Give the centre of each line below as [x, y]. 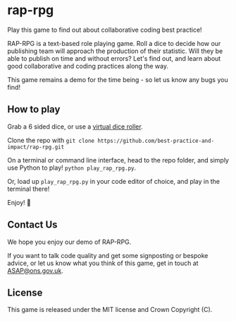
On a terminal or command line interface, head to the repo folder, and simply [118, 160]
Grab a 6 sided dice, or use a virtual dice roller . [75, 127]
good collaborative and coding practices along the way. [88, 66]
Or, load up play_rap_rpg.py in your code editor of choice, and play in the [114, 181]
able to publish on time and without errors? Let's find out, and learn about [114, 58]
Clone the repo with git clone [51, 140]
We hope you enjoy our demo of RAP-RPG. [69, 242]
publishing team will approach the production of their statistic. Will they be [115, 51]
